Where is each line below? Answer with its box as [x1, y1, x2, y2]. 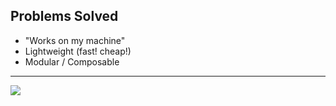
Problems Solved [10, 8, 119, 25]
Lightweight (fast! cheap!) [24, 45, 132, 57]
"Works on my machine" [24, 34, 126, 46]
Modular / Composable [24, 55, 120, 68]
